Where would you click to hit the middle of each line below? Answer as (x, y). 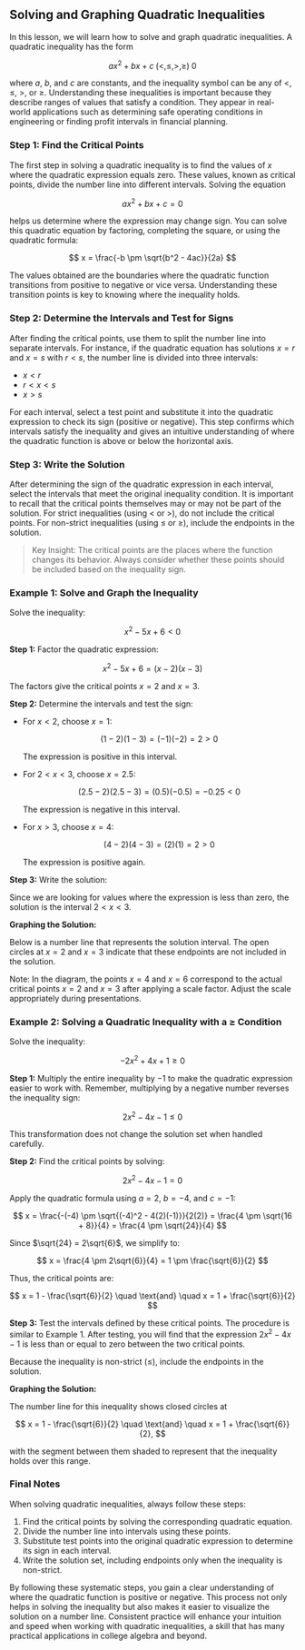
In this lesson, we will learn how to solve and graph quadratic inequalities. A (151, 36)
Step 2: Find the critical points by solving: (87, 1161)
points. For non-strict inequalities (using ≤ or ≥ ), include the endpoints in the (152, 523)
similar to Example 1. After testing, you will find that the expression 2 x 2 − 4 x (151, 1333)
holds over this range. (50, 1460)
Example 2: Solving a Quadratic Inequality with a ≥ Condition (146, 1022)
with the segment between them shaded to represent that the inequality (143, 1451)
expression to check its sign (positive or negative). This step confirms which (152, 421)
